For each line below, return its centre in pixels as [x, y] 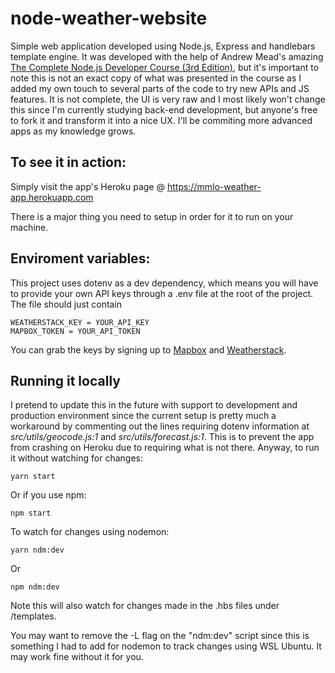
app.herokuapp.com [52, 197]
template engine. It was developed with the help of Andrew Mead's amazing [167, 56]
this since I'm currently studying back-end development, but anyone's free [164, 109]
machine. [29, 227]
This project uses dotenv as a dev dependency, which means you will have [164, 283]
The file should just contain [66, 304]
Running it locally [65, 380]
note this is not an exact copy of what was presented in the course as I [156, 78]
